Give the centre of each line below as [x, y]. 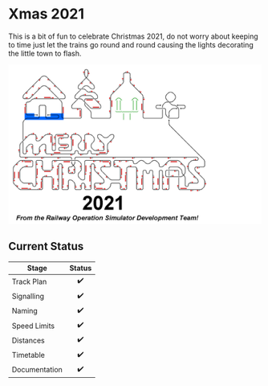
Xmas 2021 [47, 14]
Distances [28, 340]
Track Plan [29, 281]
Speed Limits [33, 326]
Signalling [28, 296]
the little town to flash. [45, 53]
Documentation [37, 370]
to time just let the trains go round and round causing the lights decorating [131, 44]
